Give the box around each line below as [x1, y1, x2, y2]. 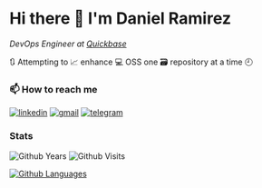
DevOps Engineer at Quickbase [9, 38, 127, 49]
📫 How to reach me [9, 83, 98, 95]
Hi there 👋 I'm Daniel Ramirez [9, 8, 232, 29]
